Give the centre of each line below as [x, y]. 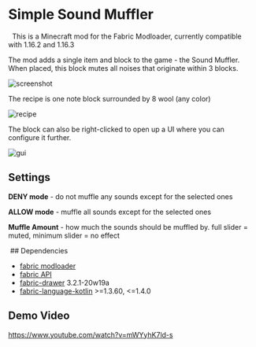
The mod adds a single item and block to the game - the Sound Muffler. [124, 60]
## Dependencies [39, 250]
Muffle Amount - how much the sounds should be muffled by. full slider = [128, 227]
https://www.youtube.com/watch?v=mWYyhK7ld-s [91, 334]
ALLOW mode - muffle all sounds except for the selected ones [109, 212]
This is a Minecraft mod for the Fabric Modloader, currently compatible [126, 36]
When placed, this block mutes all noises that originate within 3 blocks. [123, 68]
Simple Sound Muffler [81, 15]
